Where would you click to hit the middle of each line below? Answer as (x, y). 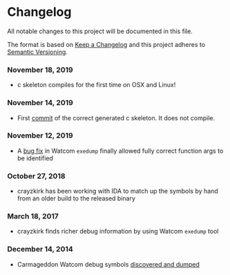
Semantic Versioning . (37, 52)
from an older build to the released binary (76, 198)
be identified (35, 158)
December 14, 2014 (40, 249)
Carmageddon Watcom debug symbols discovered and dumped (108, 264)
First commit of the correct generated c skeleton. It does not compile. (116, 117)
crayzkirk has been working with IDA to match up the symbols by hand (118, 191)
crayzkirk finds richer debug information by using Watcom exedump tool (118, 231)
